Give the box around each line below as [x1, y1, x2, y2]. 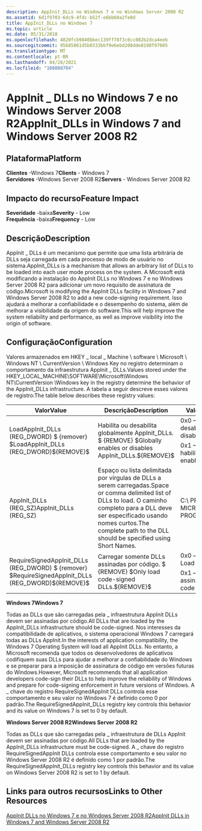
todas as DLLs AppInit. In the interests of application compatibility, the [6, 636, 179, 643]
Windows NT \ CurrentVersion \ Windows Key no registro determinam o [6, 360, 183, 367]
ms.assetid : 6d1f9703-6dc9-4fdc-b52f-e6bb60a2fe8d [6, 14, 136, 21]
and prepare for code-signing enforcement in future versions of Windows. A [6, 681, 195, 689]
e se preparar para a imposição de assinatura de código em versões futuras [6, 662, 194, 669]
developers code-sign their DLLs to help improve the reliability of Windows [6, 675, 192, 682]
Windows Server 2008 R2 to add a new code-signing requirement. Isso [6, 294, 183, 301]
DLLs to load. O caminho [97, 496, 167, 505]
